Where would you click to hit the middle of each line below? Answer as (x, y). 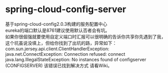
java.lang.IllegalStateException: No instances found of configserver (76, 59)
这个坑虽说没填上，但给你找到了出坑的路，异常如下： (61, 43)
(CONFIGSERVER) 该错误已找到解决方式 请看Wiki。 (59, 65)
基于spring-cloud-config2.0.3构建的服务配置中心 (56, 24)
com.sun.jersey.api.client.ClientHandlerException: (57, 49)
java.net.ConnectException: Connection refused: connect (65, 54)
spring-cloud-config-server (66, 9)
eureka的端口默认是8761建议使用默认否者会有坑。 (58, 30)
